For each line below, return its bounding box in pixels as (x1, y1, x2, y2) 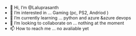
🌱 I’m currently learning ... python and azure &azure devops (9, 15, 131, 20)
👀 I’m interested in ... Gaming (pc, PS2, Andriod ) (9, 10, 109, 16)
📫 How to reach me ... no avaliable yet (9, 26, 89, 31)
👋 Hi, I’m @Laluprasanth (9, 5, 59, 10)
